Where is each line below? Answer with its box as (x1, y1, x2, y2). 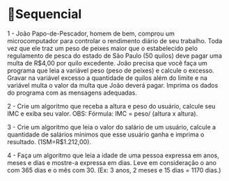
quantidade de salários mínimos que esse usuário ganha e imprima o (7, 130, 205, 139)
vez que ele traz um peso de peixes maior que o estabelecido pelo (7, 44, 198, 52)
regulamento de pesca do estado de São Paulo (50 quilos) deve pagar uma (7, 52, 223, 60)
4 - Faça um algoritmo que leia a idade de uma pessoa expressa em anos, (7, 151, 219, 159)
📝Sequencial (7, 6, 82, 22)
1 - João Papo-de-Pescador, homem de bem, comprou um (7, 29, 175, 38)
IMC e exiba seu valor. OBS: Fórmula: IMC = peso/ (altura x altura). (7, 109, 198, 118)
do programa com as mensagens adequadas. (7, 88, 137, 97)
